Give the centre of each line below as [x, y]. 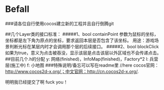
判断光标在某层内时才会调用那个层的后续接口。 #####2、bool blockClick [84, 46]
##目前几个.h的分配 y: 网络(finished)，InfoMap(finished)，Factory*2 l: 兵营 [82, 59]
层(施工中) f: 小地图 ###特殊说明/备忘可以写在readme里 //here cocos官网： [82, 65]
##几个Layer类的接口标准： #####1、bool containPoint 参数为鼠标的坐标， [82, 34]
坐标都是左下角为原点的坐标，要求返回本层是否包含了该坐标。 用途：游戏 [80, 40]
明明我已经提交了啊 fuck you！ [37, 82]
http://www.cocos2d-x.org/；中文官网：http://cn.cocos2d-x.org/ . [72, 71]
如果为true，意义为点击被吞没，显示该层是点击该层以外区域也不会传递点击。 [83, 53]
